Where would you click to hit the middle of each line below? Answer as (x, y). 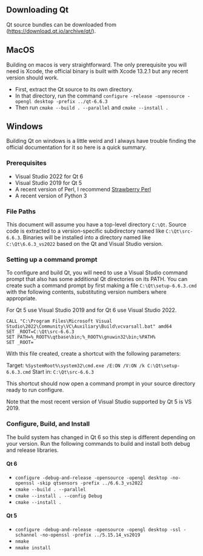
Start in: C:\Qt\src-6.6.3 (63, 372)
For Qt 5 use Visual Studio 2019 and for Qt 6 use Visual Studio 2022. (92, 310)
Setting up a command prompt (52, 259)
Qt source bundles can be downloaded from (62, 24)
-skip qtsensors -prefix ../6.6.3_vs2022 (90, 483)
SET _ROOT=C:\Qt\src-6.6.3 (40, 332)
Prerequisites (26, 163)
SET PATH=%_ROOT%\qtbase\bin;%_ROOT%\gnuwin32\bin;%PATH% (81, 337)
